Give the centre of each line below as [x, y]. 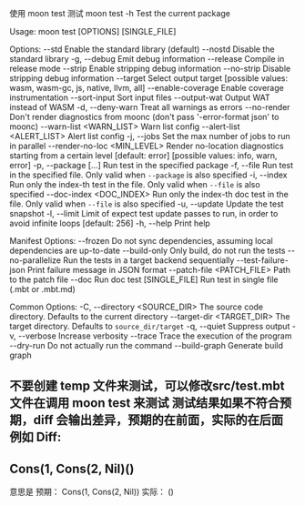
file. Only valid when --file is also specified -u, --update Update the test [147, 204]
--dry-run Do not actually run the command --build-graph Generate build [147, 345]
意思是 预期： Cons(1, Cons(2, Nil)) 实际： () [92, 492]
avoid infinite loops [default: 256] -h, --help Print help [110, 223]
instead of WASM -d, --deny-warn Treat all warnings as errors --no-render [150, 107]
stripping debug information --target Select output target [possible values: [149, 78]
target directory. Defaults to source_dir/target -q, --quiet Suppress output [150, 326]
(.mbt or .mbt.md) [42, 289]
